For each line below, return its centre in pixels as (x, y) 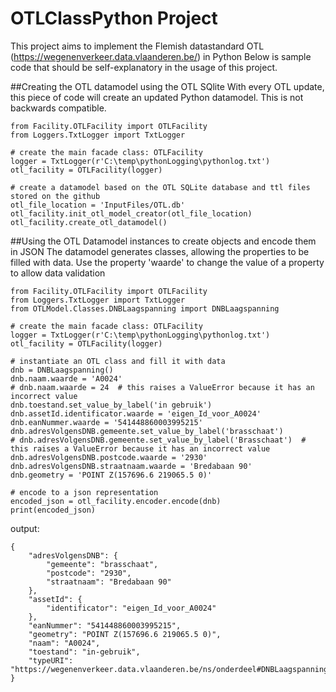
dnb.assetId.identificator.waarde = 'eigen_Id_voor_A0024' (136, 413)
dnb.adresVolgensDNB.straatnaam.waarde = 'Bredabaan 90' (131, 466)
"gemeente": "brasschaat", (102, 564)
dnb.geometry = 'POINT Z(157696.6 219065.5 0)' (111, 475)
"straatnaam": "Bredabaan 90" (109, 582)
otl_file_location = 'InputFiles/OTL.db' (98, 205)
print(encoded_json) (53, 510)
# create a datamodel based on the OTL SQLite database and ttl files (160, 187)
